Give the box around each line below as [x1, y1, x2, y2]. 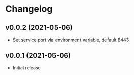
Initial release [12, 64, 41, 71]
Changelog [5, 3, 53, 15]
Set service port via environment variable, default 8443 [12, 36, 129, 43]
